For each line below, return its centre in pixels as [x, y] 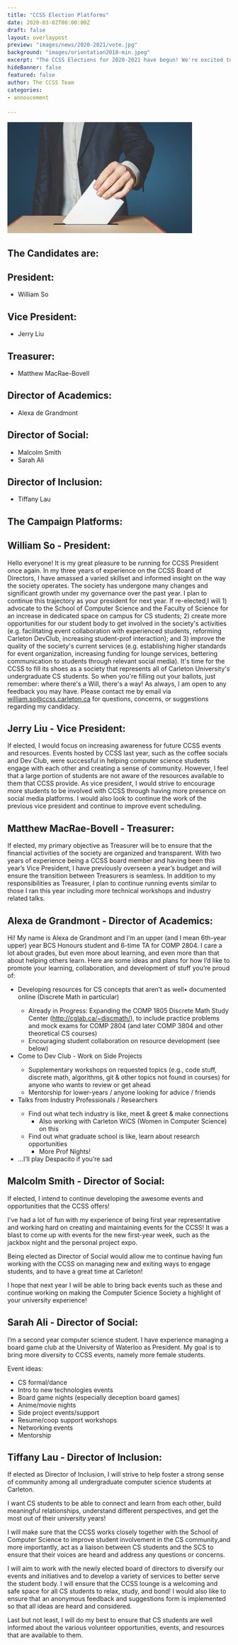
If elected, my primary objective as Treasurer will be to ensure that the [110, 846]
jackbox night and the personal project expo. [73, 1242]
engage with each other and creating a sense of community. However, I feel [118, 768]
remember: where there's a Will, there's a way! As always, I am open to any [117, 684]
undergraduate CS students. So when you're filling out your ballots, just [112, 676]
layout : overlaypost [38, 38]
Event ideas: [25, 1369]
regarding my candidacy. [44, 706]
